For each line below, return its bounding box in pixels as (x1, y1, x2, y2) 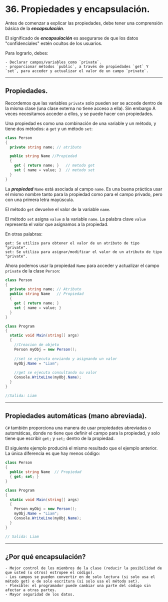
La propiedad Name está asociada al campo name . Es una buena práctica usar (5, 186, 162, 192)
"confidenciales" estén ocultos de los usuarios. (5, 40, 102, 46)
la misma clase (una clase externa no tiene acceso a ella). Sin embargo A (5, 105, 156, 111)
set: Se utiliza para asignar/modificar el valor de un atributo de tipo (5, 249, 162, 254)
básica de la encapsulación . (5, 25, 64, 31)
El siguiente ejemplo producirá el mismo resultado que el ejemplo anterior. (5, 445, 158, 451)
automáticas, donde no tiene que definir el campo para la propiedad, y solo (5, 430, 160, 436)
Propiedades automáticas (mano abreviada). (5, 411, 147, 420)
